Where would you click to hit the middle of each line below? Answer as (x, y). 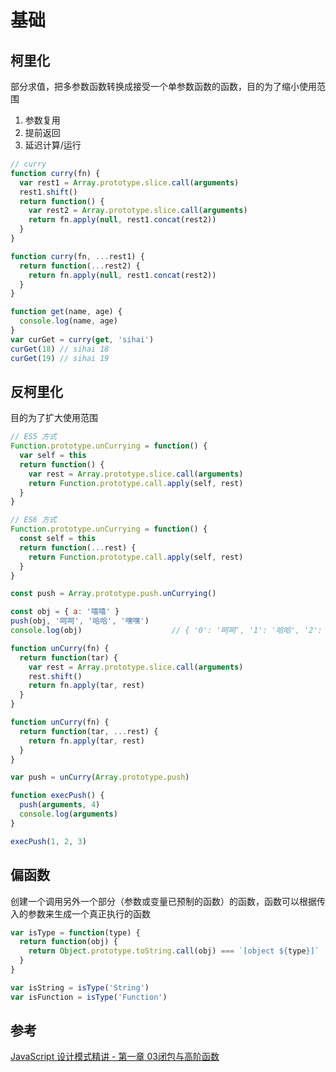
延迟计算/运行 (53, 145)
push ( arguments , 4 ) (60, 805)
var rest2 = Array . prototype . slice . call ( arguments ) (138, 211)
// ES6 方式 (33, 520)
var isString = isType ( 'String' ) (80, 987)
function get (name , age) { (66, 312)
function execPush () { (57, 796)
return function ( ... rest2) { (80, 266)
